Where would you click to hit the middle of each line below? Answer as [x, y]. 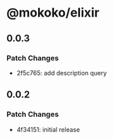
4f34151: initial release [48, 129]
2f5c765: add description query [61, 73]
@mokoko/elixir [53, 13]
